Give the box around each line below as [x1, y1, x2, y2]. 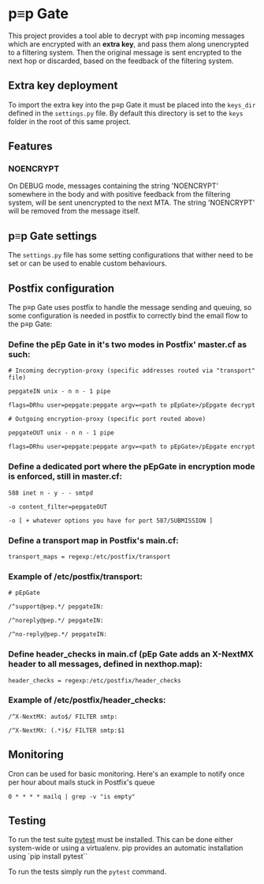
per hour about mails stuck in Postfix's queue [8, 777, 155, 787]
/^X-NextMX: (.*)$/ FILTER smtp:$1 [8, 726, 125, 735]
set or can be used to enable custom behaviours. [8, 258, 168, 269]
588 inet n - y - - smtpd [8, 489, 93, 497]
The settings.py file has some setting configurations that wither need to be [8, 250, 254, 260]
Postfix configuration [8, 281, 115, 295]
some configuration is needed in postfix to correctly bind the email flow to [8, 311, 248, 321]
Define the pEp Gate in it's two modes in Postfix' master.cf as [8, 339, 247, 350]
